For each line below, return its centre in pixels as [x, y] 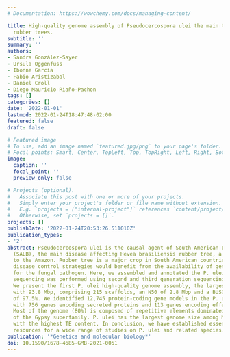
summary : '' [24, 45]
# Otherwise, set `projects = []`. [61, 216]
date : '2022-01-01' [35, 109]
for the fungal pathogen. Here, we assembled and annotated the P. [112, 273]
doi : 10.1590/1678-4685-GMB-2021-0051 [62, 343]
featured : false [30, 121]
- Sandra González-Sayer [42, 58]
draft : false [26, 127]
